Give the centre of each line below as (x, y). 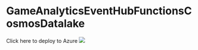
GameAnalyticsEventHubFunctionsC (99, 11)
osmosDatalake (46, 24)
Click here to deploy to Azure (42, 40)
